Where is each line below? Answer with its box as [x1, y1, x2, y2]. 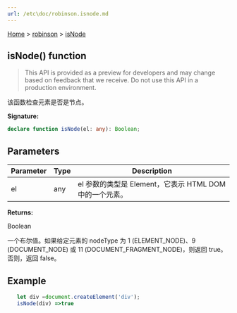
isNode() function [7, 50, 87, 62]
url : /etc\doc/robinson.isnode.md [7, 10, 109, 18]
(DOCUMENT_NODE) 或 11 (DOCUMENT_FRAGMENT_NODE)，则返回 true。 [7, 245, 227, 254]
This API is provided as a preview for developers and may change [24, 68, 216, 77]
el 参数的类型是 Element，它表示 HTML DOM [77, 179, 226, 189]
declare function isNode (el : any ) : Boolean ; [7, 126, 140, 133]
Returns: [7, 208, 34, 217]
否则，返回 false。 [7, 254, 61, 262]
